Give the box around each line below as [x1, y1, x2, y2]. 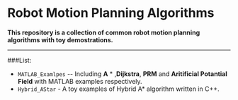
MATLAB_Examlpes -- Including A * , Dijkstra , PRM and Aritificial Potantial [17, 69, 228, 78]
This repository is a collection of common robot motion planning [7, 28, 200, 37]
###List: [7, 56, 32, 64]
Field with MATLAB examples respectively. [17, 77, 143, 85]
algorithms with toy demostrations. [7, 35, 113, 44]
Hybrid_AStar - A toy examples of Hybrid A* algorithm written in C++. [17, 85, 220, 93]
